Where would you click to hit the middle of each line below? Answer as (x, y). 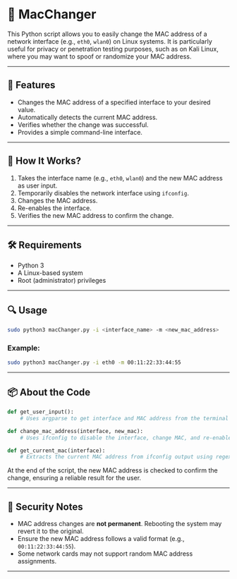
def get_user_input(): (41, 412)
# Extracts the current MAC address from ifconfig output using (116, 457)
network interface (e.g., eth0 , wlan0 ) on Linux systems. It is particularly (110, 41)
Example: (24, 348)
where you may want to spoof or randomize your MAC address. (99, 56)
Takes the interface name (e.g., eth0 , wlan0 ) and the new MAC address (120, 178)
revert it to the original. (50, 531)
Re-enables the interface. (54, 208)
